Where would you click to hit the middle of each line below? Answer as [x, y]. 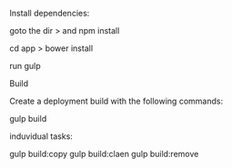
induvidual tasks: [41, 136]
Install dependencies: [50, 13]
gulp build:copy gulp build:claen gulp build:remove [104, 154]
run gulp [25, 66]
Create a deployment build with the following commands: [116, 101]
